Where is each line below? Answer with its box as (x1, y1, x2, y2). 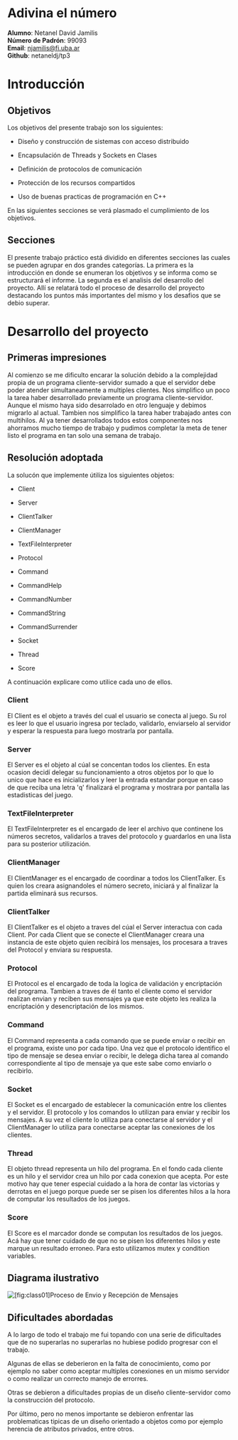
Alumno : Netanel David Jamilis (7, 28, 98, 37)
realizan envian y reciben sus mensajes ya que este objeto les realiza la (7, 994, 217, 1003)
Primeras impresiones (7, 352, 107, 364)
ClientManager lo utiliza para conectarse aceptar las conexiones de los (7, 1123, 215, 1131)
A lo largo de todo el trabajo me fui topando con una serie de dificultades (7, 1330, 222, 1339)
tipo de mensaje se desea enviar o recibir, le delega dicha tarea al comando (7, 1051, 229, 1060)
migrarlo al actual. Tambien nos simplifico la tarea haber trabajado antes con (7, 408, 232, 417)
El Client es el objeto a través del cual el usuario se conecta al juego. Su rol (7, 711, 227, 720)
